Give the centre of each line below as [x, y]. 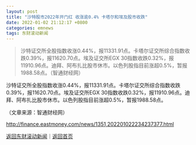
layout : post [22, 11]
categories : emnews [30, 28]
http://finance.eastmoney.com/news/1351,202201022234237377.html [90, 124]
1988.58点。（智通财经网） [52, 73]
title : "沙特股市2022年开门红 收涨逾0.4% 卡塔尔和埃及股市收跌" [77, 17]
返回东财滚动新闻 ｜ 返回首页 [40, 136]
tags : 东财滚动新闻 [27, 33]
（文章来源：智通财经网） [37, 113]
